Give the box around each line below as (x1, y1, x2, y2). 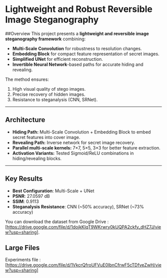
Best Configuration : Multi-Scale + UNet (12, 188, 94, 194)
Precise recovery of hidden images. (12, 91, 85, 97)
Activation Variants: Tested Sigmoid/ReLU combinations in (12, 150, 134, 156)
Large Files (5, 243, 40, 252)
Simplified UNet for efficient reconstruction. (12, 56, 103, 62)
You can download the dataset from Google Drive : (5, 218, 109, 225)
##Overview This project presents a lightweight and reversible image (5, 30, 149, 36)
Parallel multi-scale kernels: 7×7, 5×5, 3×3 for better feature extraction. (12, 144, 161, 150)
